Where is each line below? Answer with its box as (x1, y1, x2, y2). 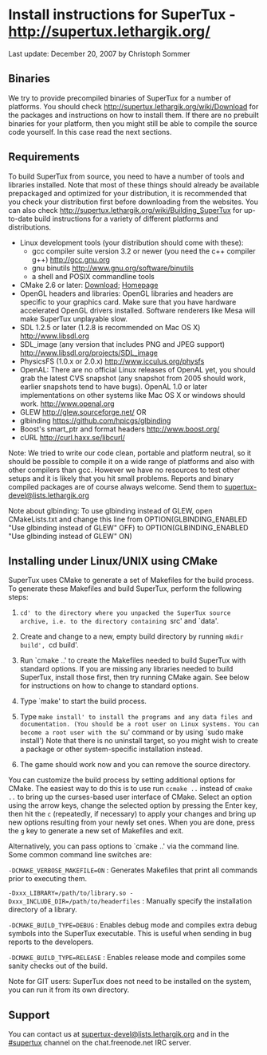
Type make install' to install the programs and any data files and (19, 712, 253, 722)
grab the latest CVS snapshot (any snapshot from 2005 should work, (19, 373, 246, 383)
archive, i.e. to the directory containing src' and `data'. (19, 616, 219, 626)
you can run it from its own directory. (8, 985, 130, 994)
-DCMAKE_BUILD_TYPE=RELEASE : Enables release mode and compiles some (8, 953, 245, 962)
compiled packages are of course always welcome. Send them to (8, 482, 223, 491)
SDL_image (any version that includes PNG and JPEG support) (19, 339, 226, 348)
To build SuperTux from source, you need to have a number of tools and (8, 171, 245, 181)
